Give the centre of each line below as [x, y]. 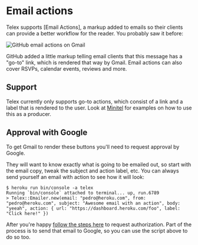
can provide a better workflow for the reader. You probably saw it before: [95, 33]
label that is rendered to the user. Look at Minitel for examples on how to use [99, 108]
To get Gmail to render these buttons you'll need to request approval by [93, 147]
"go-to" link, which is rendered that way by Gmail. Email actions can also [94, 62]
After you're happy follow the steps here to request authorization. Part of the [99, 224]
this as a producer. [29, 114]
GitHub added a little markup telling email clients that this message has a [94, 56]
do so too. [18, 237]
